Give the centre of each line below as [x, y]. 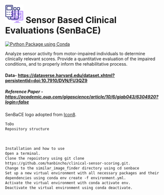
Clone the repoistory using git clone [45, 158]
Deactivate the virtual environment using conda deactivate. [69, 188]
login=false [17, 102]
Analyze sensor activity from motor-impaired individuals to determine [75, 53]
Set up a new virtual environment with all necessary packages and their [82, 173]
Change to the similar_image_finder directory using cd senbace [72, 168]
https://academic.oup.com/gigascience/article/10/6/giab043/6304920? [82, 97]
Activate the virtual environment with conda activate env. [68, 183]
